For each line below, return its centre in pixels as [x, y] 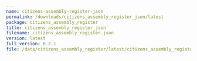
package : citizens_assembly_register [52, 22]
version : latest [26, 38]
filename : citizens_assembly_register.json [60, 33]
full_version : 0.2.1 [31, 44]
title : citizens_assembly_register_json [56, 28]
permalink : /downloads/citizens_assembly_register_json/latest [85, 17]
